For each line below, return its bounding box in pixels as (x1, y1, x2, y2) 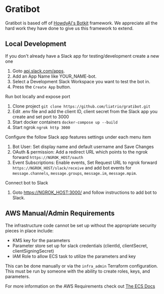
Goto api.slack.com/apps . (12, 68, 65, 74)
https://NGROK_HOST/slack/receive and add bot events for (12, 164, 132, 170)
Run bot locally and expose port (5, 93, 71, 99)
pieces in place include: (5, 228, 54, 234)
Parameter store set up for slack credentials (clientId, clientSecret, (12, 243, 148, 249)
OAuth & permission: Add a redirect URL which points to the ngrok (12, 148, 148, 155)
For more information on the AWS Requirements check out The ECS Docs (5, 283, 156, 289)
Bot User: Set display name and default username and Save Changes (12, 144, 154, 149)
